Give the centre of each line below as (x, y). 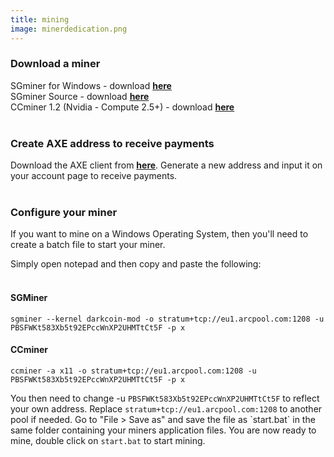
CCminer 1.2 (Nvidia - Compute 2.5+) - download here (122, 107)
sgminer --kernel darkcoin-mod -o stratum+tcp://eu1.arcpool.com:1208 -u (167, 319)
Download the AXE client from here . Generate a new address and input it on (166, 165)
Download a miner (55, 64)
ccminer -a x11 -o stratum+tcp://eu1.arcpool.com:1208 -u (133, 371)
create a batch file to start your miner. (88, 245)
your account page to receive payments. (94, 176)
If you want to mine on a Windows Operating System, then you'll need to (159, 234)
